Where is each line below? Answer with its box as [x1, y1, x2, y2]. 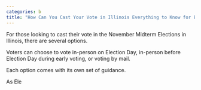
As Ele [6, 78, 22, 85]
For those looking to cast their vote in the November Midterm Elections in [6, 30, 187, 38]
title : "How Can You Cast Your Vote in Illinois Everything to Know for [6, 14, 191, 20]
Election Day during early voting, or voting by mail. [6, 55, 130, 62]
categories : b [6, 8, 42, 15]
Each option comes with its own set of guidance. [6, 66, 126, 73]
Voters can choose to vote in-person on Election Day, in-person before [6, 48, 181, 55]
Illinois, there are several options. [6, 37, 88, 44]
